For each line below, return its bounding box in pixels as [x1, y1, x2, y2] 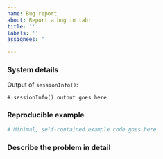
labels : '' [7, 29, 39, 37]
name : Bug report [7, 10, 58, 17]
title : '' [7, 23, 36, 30]
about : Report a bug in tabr [7, 17, 92, 24]
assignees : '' [7, 36, 49, 43]
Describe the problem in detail [7, 142, 111, 152]
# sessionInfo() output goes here [7, 94, 108, 101]
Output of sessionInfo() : [7, 81, 78, 89]
